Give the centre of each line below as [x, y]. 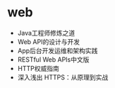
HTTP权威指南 [38, 68]
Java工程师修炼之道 [46, 33]
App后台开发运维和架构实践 [57, 50]
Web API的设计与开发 [48, 42]
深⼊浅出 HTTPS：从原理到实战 [63, 77]
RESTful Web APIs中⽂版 [53, 59]
